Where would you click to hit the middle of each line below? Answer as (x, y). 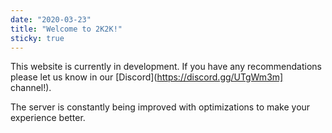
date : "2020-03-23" (51, 19)
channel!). (31, 88)
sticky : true (37, 38)
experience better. (48, 118)
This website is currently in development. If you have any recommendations (166, 67)
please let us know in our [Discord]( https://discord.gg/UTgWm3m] (147, 77)
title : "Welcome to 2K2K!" (66, 29)
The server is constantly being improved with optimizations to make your (160, 107)
